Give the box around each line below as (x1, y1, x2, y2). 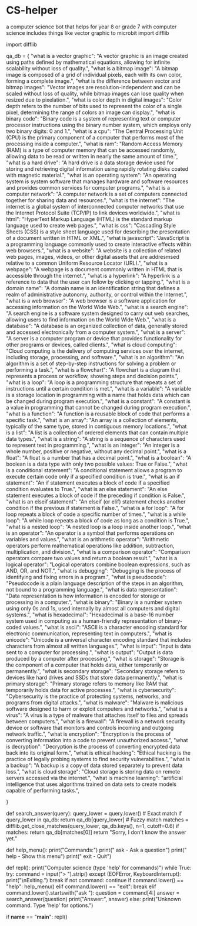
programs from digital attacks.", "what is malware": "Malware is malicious (6, 698, 183, 706)
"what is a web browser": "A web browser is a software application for (6, 297, 176, 304)
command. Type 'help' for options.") (6, 902, 94, 909)
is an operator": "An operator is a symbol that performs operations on (6, 529, 175, 537)
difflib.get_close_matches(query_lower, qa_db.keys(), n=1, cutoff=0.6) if (6, 822, 179, 829)
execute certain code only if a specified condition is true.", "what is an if (6, 473, 181, 480)
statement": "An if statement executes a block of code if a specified (6, 479, 170, 486)
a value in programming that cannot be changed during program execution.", (6, 404, 192, 411)
